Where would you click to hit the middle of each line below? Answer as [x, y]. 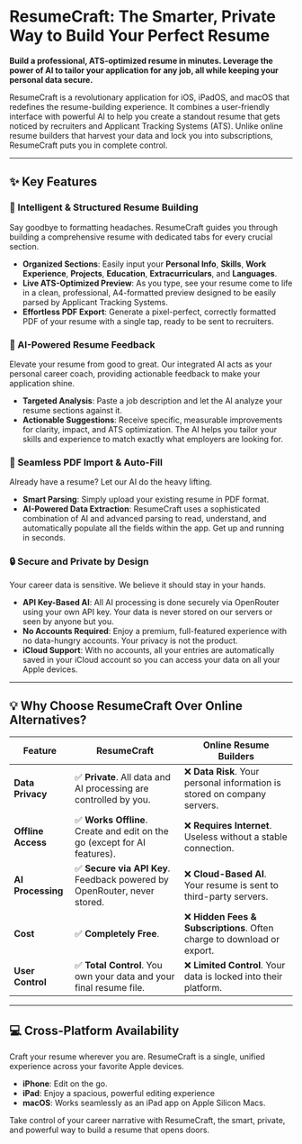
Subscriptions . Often [229, 928]
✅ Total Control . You [119, 966]
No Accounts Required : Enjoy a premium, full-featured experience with [155, 631]
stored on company [225, 794]
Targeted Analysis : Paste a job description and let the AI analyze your [152, 400]
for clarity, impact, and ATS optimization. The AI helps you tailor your [150, 429]
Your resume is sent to [231, 885]
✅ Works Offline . [111, 820]
